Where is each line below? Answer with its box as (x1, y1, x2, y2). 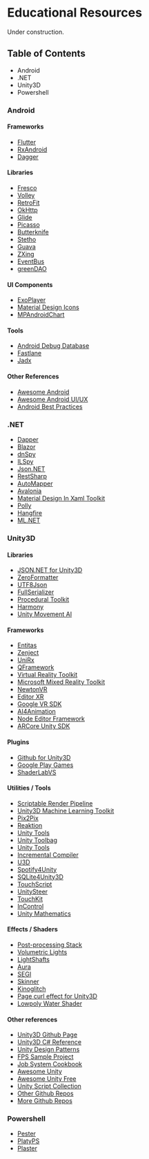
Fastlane (17, 349, 42, 358)
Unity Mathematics (17, 909, 71, 918)
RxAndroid (17, 145, 48, 154)
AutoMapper (17, 479, 53, 488)
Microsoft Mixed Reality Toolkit (17, 678, 106, 686)
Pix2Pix (17, 814, 39, 822)
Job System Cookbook (17, 1060, 83, 1068)
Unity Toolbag (17, 835, 57, 844)
